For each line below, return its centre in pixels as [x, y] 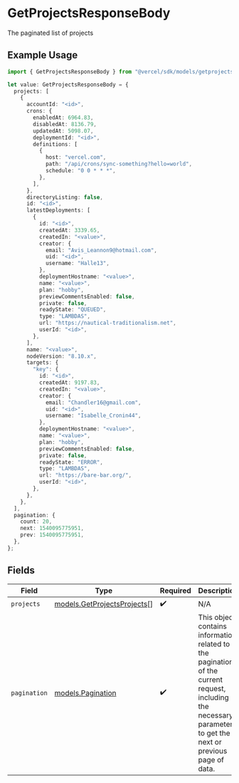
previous [213, 751]
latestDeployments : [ [58, 211]
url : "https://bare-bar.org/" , [85, 475]
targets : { [42, 363]
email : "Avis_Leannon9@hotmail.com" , [101, 250]
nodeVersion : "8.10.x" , [62, 356]
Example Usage [43, 55]
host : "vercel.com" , [76, 157]
